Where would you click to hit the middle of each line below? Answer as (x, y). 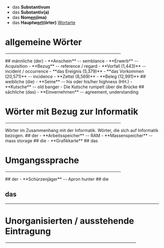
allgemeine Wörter (43, 42)
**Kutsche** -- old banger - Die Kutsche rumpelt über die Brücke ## (75, 87)
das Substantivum (31, 7)
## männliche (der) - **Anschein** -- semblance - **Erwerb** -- (72, 61)
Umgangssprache (42, 161)
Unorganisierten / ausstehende (70, 221)
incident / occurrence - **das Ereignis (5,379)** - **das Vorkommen (74, 71)
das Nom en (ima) (29, 17)
